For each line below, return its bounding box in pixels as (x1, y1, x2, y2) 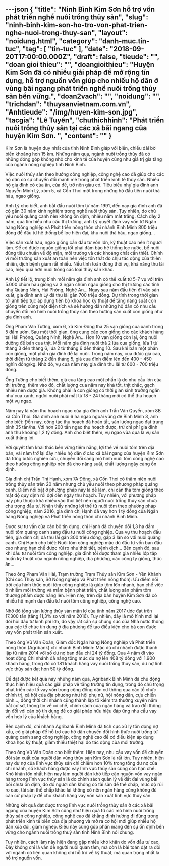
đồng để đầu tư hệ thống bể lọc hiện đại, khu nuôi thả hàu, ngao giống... (5, 229, 155, 236)
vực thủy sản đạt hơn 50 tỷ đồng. (5, 666, 75, 672)
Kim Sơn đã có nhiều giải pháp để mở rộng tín (5, 68, 150, 77)
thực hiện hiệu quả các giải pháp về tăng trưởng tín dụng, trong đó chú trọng (5, 681, 164, 687)
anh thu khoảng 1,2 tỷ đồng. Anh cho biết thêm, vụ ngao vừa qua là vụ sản (5, 429, 160, 435)
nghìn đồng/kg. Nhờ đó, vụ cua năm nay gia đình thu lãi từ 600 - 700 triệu (5, 361, 159, 367)
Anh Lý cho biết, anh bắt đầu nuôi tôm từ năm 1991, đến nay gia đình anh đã (5, 202, 163, 208)
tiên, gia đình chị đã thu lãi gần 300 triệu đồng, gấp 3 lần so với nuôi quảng (5, 534, 161, 540)
